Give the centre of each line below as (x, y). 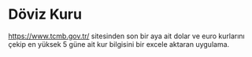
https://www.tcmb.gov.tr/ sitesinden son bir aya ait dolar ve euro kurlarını (127, 36)
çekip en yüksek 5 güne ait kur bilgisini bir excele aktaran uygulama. (119, 44)
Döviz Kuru (45, 14)
